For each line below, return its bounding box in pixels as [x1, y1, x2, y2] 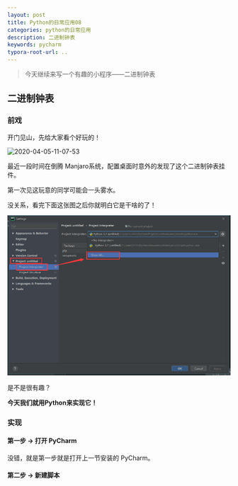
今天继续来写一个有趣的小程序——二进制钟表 [24, 70, 156, 78]
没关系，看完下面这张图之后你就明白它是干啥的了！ [7, 200, 157, 209]
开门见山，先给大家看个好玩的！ [7, 133, 101, 141]
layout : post [7, 11, 46, 18]
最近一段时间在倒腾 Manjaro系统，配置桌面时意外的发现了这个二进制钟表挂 [7, 161, 225, 170]
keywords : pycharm [7, 41, 62, 49]
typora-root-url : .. [7, 49, 69, 56]
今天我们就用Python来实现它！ [7, 398, 98, 407]
